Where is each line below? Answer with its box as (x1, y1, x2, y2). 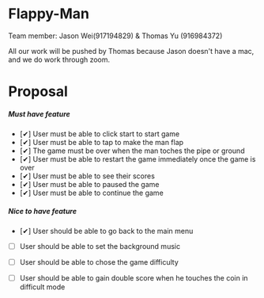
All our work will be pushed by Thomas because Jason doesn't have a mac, (8, 46, 255, 55)
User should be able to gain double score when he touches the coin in (19, 273, 248, 283)
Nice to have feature (8, 206, 77, 216)
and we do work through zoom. (8, 55, 111, 64)
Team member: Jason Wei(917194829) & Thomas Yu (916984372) (8, 31, 223, 40)
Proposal (8, 82, 69, 101)
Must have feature (8, 109, 71, 119)
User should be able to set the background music (19, 242, 180, 251)
